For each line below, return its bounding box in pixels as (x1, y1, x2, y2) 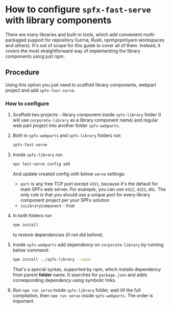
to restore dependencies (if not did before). (12, 232, 104, 238)
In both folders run (12, 212, 52, 218)
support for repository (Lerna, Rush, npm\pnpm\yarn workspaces (27, 37, 165, 43)
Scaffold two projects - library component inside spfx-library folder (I (12, 112, 161, 118)
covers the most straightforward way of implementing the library (5, 48, 141, 54)
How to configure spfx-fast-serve (5, 4, 152, 15)
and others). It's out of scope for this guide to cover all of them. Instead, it (5, 42, 161, 48)
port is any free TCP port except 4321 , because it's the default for (20, 180, 158, 187)
